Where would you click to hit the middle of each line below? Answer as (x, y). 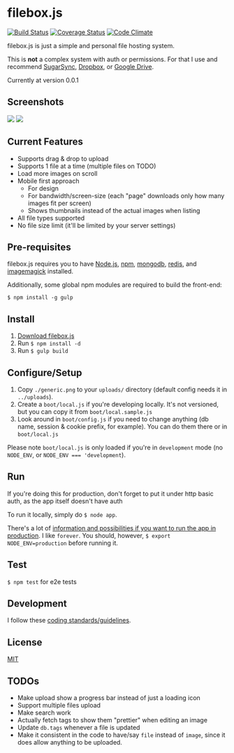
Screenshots (36, 102)
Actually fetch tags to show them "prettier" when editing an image (112, 720)
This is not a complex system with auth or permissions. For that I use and (112, 59)
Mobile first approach (48, 181)
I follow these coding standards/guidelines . (69, 620)
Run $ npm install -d (49, 343)
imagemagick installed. (41, 271)
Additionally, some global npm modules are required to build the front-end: (115, 285)
